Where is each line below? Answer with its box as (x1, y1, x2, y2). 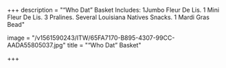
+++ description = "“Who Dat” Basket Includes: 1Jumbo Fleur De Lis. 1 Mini (7, 6, 220, 14)
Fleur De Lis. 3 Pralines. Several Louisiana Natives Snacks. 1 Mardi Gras (7, 13, 210, 21)
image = (7, 34, 31, 42)
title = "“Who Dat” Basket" (67, 41, 142, 49)
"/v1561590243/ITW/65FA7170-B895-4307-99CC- (32, 34, 175, 42)
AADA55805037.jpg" (7, 41, 66, 49)
